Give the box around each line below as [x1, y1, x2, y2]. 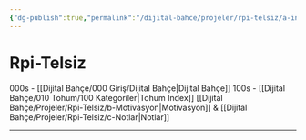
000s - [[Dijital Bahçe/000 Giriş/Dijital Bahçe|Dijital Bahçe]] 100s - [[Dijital [9, 83, 285, 94]
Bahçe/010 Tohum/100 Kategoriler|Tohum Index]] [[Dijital [9, 92, 223, 103]
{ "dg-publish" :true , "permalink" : [9, 13, 137, 23]
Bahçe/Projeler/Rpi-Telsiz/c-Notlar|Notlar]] [9, 111, 170, 123]
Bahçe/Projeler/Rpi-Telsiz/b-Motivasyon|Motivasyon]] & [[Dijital [9, 102, 248, 113]
